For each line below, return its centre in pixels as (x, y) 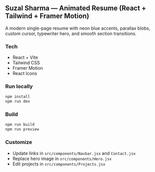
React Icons (25, 73)
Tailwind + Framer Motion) (47, 16)
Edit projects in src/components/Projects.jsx (59, 164)
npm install (18, 97)
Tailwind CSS (26, 63)
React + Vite (25, 58)
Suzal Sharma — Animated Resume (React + (76, 8)
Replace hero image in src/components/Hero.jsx (62, 158)
